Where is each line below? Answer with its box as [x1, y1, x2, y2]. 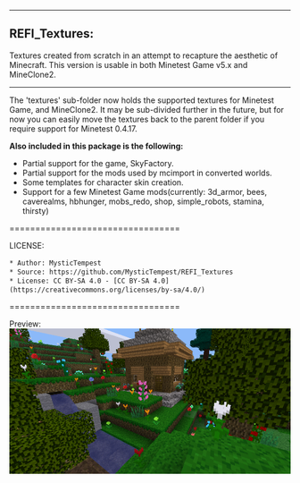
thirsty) [21, 205, 49, 216]
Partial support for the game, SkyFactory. [21, 157, 174, 168]
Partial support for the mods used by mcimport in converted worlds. [21, 167, 272, 178]
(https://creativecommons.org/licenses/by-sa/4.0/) [9, 285, 205, 294]
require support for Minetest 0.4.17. [9, 123, 137, 134]
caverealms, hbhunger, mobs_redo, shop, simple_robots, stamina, [21, 196, 265, 207]
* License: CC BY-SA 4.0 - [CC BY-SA [9, 276, 150, 285]
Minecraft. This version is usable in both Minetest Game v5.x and [9, 59, 248, 70]
